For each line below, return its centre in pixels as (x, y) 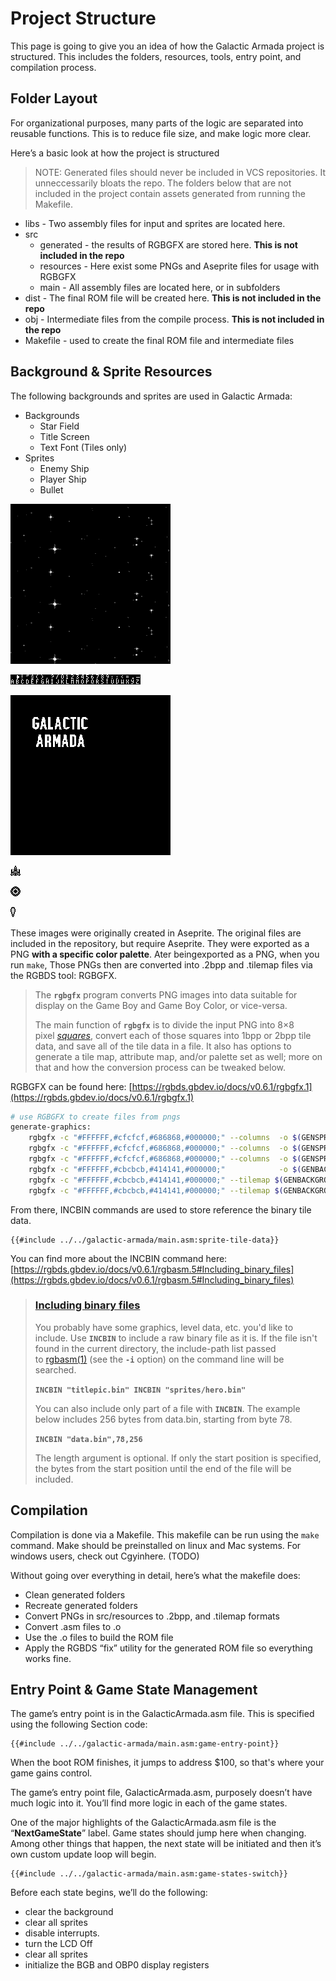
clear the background (69, 1912)
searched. (55, 1369)
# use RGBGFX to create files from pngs (96, 1117)
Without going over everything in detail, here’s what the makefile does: (155, 1575)
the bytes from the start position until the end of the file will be (163, 1468)
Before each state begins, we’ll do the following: (109, 1893)
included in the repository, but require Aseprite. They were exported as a (160, 943)
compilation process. (53, 67)
